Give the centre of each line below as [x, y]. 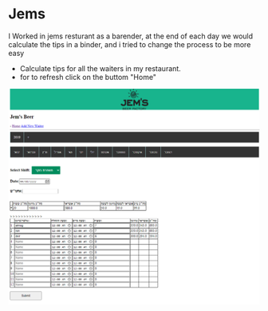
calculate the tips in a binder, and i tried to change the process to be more [130, 44]
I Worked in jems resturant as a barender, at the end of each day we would [131, 36]
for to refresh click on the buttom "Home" [88, 77]
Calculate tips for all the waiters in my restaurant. [100, 68]
